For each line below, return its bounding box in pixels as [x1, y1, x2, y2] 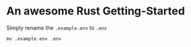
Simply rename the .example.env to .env [6, 24, 107, 31]
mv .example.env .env [6, 36, 62, 42]
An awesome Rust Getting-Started [6, 4, 185, 18]
